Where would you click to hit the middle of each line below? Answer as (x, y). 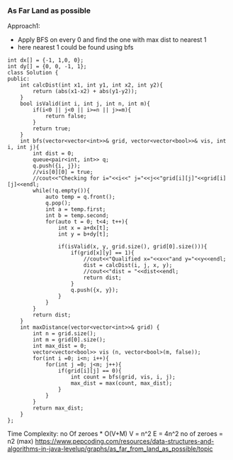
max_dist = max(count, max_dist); (121, 383)
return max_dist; (58, 408)
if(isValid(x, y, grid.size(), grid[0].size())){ (132, 247)
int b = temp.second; (77, 216)
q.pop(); (58, 203)
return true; (52, 129)
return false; (66, 116)
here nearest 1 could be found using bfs (75, 48)
